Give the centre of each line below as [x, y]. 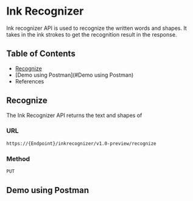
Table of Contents [41, 54]
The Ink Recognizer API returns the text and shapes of [74, 115]
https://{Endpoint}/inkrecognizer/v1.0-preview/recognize [81, 143]
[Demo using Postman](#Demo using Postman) [74, 75]
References [30, 81]
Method [18, 158]
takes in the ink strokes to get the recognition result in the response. [92, 34]
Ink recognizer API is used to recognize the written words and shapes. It [96, 28]
